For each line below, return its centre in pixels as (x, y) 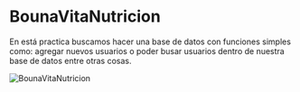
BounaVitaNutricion (85, 17)
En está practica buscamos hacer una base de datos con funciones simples (150, 41)
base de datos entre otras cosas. (70, 60)
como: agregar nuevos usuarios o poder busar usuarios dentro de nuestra (147, 51)
